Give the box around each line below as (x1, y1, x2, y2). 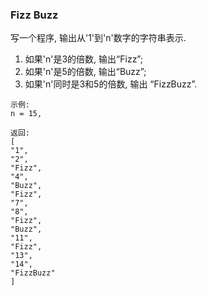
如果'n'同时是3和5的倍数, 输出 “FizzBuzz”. (24, 78, 198, 90)
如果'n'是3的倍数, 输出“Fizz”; (24, 53, 143, 65)
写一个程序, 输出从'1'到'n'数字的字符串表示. (10, 32, 187, 44)
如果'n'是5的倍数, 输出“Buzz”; (24, 66, 147, 78)
